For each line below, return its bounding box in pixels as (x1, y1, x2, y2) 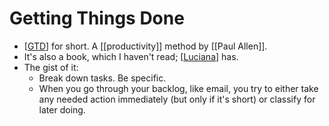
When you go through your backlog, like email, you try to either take (38, 82, 319, 94)
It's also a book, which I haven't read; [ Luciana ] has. (23, 50, 239, 62)
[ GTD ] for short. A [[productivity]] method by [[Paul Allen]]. (23, 40, 268, 52)
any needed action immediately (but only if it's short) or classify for (38, 93, 316, 105)
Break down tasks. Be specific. (38, 72, 167, 84)
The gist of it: (23, 61, 79, 73)
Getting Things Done (9, 7, 185, 30)
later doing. (38, 103, 86, 116)
